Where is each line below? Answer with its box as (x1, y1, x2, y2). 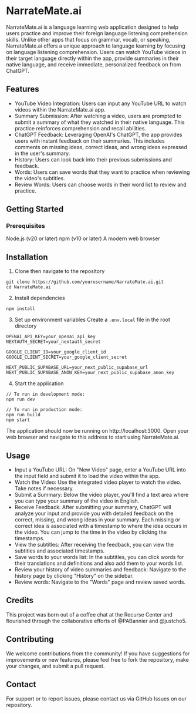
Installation (6, 252, 48, 262)
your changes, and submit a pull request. (6, 662, 105, 669)
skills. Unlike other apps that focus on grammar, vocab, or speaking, (6, 36, 171, 43)
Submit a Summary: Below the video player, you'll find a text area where (14, 491, 189, 499)
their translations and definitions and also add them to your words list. (14, 560, 184, 567)
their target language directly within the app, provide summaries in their (6, 55, 179, 62)
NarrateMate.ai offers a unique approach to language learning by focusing (6, 42, 186, 49)
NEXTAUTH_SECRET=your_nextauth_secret (6, 339, 101, 345)
